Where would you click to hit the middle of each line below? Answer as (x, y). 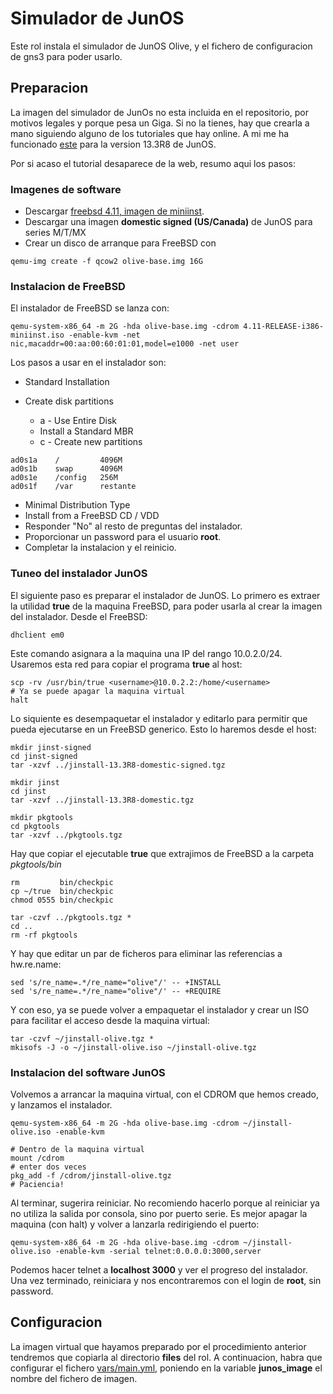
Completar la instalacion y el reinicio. (100, 548)
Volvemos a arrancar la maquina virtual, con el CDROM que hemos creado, (165, 1094)
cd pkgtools (35, 826)
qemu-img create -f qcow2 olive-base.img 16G (106, 262)
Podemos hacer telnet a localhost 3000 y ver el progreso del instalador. (159, 1269)
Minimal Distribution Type (77, 505)
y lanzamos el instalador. (61, 1104)
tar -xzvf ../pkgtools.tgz (66, 835)
